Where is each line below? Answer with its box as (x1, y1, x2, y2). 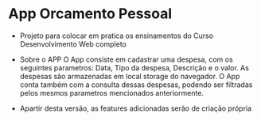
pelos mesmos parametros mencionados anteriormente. (19, 88, 205, 97)
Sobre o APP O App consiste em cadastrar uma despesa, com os (19, 55, 233, 64)
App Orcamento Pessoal (8, 5, 173, 23)
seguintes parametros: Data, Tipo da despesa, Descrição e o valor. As (19, 62, 249, 72)
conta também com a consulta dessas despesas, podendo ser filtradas (19, 80, 253, 89)
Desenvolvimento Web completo (19, 39, 127, 48)
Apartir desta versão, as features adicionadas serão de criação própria (19, 104, 252, 113)
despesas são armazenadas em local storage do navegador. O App (19, 71, 240, 81)
